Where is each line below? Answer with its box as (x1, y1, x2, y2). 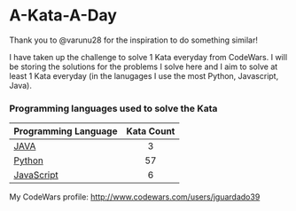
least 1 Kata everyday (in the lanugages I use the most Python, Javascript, (9, 70, 279, 81)
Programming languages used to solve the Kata (9, 102, 218, 114)
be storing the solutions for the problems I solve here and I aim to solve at (9, 61, 278, 72)
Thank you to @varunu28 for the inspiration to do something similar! (9, 35, 259, 45)
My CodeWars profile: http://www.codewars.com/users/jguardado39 (9, 191, 261, 202)
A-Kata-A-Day (9, 5, 118, 26)
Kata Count (126, 125, 175, 137)
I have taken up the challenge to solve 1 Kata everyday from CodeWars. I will (9, 51, 288, 62)
